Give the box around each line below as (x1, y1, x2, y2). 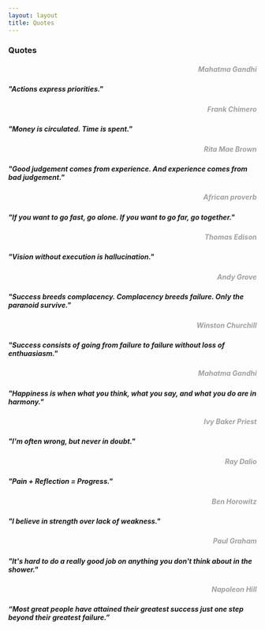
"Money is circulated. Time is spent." (8, 124, 132, 134)
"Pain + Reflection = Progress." (8, 477, 114, 486)
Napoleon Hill (211, 585, 257, 594)
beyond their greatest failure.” (8, 613, 110, 622)
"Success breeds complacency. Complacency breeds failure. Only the (8, 292, 244, 302)
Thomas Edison (204, 232, 257, 242)
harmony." (8, 396, 45, 407)
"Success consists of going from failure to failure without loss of (8, 340, 226, 350)
